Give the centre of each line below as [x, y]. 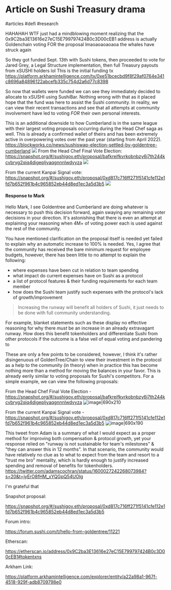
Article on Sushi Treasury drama [75, 9]
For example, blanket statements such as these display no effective [76, 323]
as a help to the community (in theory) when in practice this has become [82, 365]
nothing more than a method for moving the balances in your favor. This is [83, 371]
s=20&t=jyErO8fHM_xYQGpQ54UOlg [44, 476]
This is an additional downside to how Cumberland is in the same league [81, 123]
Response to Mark [25, 195]
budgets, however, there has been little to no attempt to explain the [76, 255]
